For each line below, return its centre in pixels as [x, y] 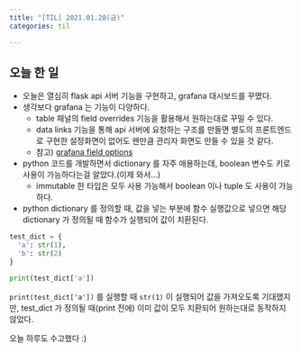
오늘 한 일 [34, 72]
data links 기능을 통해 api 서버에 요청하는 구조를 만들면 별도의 [145, 130]
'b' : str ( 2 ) [40, 254]
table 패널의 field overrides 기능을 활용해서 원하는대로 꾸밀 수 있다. [155, 119]
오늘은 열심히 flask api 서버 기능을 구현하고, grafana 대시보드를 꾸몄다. [147, 96]
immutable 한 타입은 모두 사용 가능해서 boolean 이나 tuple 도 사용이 [156, 186]
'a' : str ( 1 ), [42, 245]
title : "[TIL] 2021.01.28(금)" [67, 18]
